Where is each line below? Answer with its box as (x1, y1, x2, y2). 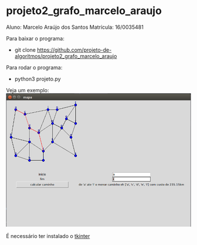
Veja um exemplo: (6, 86, 49, 93)
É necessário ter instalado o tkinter (6, 233, 90, 240)
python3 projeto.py (14, 75, 61, 82)
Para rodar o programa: (6, 63, 63, 71)
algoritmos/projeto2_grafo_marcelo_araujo (14, 52, 117, 59)
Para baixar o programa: (6, 35, 64, 42)
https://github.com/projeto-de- (37, 46, 112, 53)
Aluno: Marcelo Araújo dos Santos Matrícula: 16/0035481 (6, 24, 144, 31)
